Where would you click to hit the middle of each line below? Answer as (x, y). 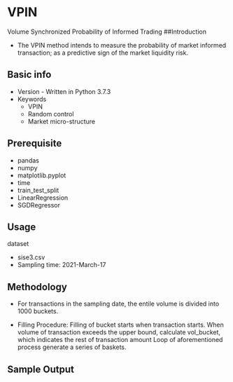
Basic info (29, 75)
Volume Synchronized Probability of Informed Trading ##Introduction (107, 32)
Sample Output (41, 369)
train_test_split (38, 190)
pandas (28, 160)
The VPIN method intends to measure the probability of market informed (122, 45)
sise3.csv (31, 257)
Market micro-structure (62, 121)
